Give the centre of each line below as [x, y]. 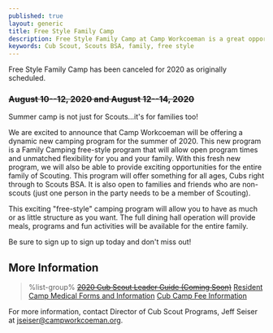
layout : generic [36, 24]
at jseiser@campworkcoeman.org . [66, 320]
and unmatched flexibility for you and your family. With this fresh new [125, 159]
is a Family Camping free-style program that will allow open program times [133, 150]
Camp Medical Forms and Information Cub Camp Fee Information [138, 296]
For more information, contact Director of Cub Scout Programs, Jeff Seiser [133, 312]
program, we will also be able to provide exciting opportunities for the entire [135, 167]
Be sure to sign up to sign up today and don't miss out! [100, 242]
